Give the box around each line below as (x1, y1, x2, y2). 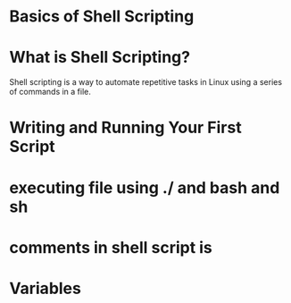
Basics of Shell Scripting (9, 6, 195, 27)
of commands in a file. (9, 87, 92, 97)
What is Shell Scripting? (9, 47, 190, 68)
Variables (9, 278, 82, 299)
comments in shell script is (9, 237, 212, 257)
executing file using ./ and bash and (9, 177, 280, 198)
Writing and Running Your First (9, 118, 243, 138)
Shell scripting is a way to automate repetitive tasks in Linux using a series (9, 77, 283, 88)
